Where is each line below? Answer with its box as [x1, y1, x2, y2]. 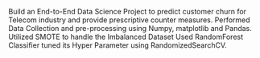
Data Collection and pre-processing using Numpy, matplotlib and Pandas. [8, 24, 252, 33]
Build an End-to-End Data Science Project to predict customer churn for [8, 7, 247, 16]
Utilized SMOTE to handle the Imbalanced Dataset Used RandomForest [8, 32, 244, 41]
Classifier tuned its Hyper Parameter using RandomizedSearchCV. [8, 41, 227, 50]
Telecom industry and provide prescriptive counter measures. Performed [8, 15, 251, 25]
